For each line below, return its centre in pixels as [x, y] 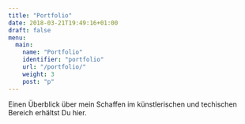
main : [24, 45]
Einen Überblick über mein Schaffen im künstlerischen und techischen [122, 104]
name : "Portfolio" [53, 52]
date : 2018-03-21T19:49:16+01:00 [63, 23]
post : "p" [39, 81]
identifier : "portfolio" [63, 60]
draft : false [30, 30]
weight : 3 [39, 74]
